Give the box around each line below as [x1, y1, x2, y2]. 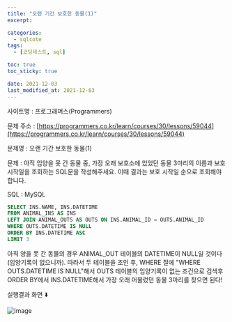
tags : [7, 43, 23, 49]
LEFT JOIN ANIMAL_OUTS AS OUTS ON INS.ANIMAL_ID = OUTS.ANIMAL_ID [7, 217, 204, 224]
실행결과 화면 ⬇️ [7, 290, 49, 298]
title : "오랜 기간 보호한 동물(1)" [7, 10, 98, 17]
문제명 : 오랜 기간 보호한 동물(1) [7, 144, 93, 152]
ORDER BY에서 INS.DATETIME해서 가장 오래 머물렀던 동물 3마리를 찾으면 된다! [7, 275, 223, 284]
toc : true [7, 61, 36, 68]
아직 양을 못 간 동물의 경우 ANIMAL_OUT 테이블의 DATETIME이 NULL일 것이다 [7, 249, 223, 258]
